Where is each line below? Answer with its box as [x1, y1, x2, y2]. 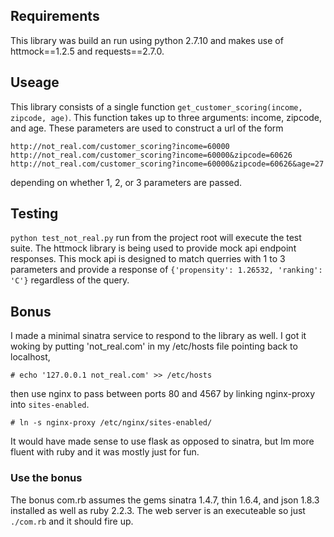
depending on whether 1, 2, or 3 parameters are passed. [10, 176, 243, 188]
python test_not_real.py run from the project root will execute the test [10, 232, 302, 244]
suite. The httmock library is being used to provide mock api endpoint [10, 242, 297, 254]
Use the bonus [10, 471, 83, 485]
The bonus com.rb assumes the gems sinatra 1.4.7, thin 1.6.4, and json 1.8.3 [10, 494, 320, 506]
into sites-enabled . [10, 399, 90, 411]
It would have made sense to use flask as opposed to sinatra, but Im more [10, 435, 315, 448]
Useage [10, 74, 60, 91]
